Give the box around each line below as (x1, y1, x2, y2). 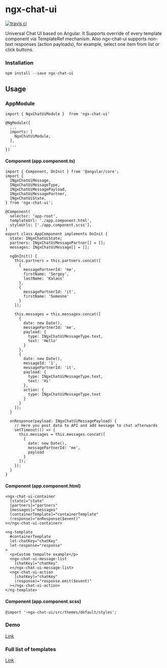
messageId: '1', (23, 360, 58, 366)
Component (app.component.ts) (5, 158, 75, 164)
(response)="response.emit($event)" (14, 579, 92, 584)
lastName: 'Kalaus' (23, 276, 65, 281)
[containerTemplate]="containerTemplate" (10, 512, 99, 517)
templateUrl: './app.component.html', (10, 218, 92, 224)
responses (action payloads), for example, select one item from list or (14, 41, 160, 47)
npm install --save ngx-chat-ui (5, 71, 74, 76)
